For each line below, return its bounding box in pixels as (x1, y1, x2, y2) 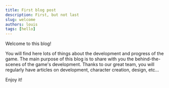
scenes (5, 61, 21, 68)
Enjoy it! (5, 77, 23, 83)
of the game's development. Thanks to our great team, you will (22, 61, 155, 68)
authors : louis (5, 21, 38, 27)
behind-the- (135, 56, 161, 62)
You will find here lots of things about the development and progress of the (5, 51, 164, 57)
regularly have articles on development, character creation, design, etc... (5, 67, 159, 73)
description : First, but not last (5, 12, 80, 17)
